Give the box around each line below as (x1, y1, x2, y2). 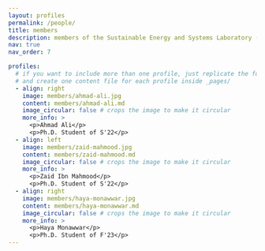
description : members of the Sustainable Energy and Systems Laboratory (8, 33, 252, 42)
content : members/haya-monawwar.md (22, 202, 140, 210)
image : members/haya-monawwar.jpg (22, 194, 136, 202)
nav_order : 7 (8, 48, 51, 56)
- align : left (15, 136, 62, 144)
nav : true (8, 41, 41, 49)
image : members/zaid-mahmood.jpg (22, 143, 132, 151)
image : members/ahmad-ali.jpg (22, 92, 122, 99)
